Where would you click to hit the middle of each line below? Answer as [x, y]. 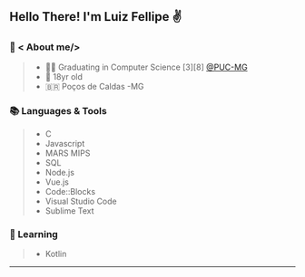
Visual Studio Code [81, 201]
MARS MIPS [68, 153]
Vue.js [57, 182]
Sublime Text [69, 210]
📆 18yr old [64, 76]
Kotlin [56, 254]
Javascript [65, 143]
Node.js [60, 172]
